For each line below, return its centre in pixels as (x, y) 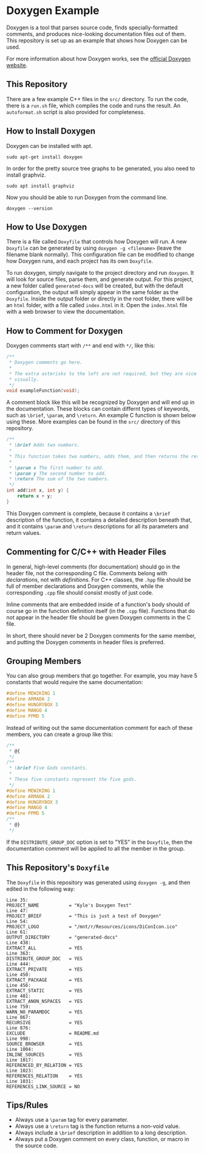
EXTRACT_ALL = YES (45, 948)
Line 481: (19, 996)
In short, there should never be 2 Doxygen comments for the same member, (101, 635)
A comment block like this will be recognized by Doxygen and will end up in (100, 402)
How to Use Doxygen (46, 227)
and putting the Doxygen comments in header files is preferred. (86, 642)
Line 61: (17, 932)
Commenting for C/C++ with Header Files (87, 552)
